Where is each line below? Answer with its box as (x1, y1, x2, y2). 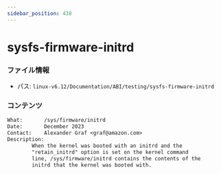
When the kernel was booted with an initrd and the (32, 142, 183, 149)
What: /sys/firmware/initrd (7, 117, 106, 124)
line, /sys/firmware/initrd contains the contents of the (32, 155, 201, 162)
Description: (7, 136, 45, 143)
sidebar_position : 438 (7, 10, 72, 17)
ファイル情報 (7, 65, 50, 75)
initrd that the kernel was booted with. (32, 162, 152, 169)
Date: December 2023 (7, 123, 84, 130)
